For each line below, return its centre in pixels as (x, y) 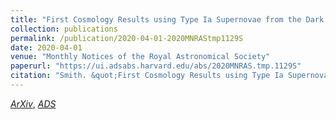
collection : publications (64, 29)
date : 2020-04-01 (46, 47)
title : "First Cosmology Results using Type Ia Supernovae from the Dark (167, 19)
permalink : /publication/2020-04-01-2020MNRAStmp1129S (127, 38)
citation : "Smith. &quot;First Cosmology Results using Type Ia (147, 76)
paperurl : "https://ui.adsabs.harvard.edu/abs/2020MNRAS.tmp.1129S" (156, 66)
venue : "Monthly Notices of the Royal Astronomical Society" (140, 57)
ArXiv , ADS (33, 103)
